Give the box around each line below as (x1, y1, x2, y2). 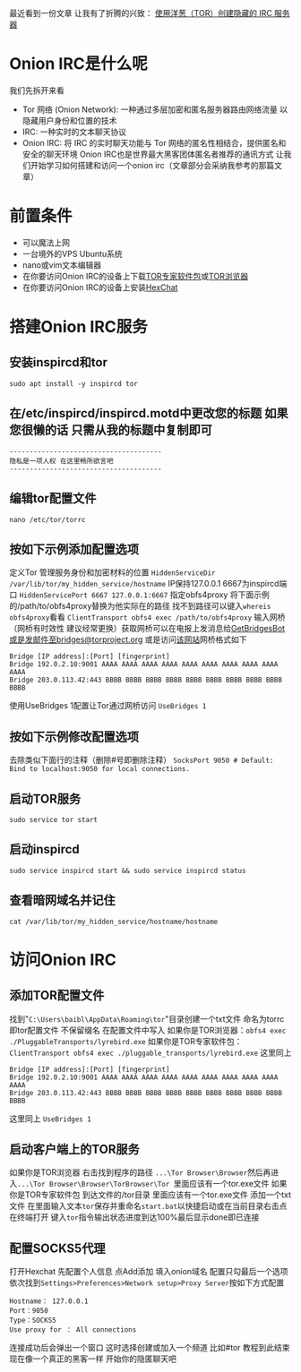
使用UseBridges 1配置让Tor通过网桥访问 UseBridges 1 (9, 700, 207, 711)
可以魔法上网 (21, 236, 70, 248)
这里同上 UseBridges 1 (9, 1113, 91, 1124)
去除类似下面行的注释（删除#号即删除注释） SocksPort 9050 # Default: (9, 755, 274, 766)
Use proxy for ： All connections (9, 1325, 137, 1334)
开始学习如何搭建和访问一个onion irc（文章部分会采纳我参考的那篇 (30, 159, 275, 170)
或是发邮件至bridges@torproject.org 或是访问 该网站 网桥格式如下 (9, 634, 248, 645)
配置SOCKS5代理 (9, 1240, 106, 1256)
